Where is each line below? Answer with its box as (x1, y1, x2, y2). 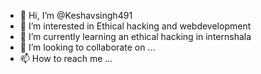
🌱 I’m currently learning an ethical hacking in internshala (19, 31, 252, 42)
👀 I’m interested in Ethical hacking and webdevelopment (19, 20, 252, 32)
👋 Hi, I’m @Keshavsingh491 (19, 10, 133, 21)
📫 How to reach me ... (19, 53, 113, 64)
